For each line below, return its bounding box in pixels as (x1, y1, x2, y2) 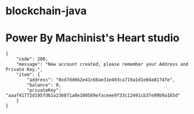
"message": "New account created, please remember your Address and (16, 61, 189, 68)
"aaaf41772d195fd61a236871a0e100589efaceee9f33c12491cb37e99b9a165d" (5, 93, 181, 99)
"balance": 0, (27, 82, 62, 88)
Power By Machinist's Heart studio (5, 31, 180, 45)
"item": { (16, 72, 41, 78)
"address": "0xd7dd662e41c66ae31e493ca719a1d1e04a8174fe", (27, 77, 176, 83)
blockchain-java (5, 4, 87, 18)
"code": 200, (16, 56, 48, 62)
